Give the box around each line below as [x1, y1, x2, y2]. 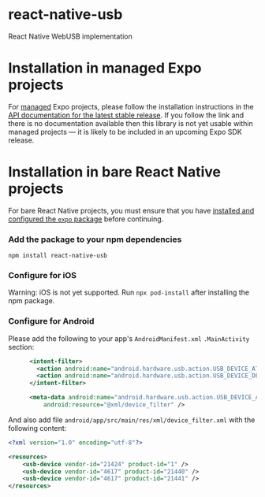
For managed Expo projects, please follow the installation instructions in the [8, 102, 254, 111]
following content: [8, 423, 67, 432]
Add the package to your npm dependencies [8, 234, 182, 245]
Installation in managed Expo [8, 59, 202, 77]
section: [8, 342, 35, 351]
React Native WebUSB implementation [8, 32, 132, 41]
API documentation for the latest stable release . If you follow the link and [8, 110, 244, 120]
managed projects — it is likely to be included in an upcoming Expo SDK [8, 127, 242, 136]
